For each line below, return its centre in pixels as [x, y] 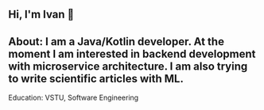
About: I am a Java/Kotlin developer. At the [116, 42]
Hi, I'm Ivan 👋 [41, 15]
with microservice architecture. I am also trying [128, 66]
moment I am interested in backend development [132, 53]
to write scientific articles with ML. [96, 79]
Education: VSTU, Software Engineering [74, 98]
